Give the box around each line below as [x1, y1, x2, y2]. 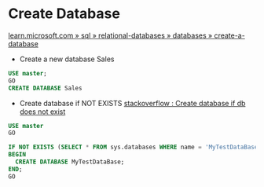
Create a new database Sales [19, 54, 115, 64]
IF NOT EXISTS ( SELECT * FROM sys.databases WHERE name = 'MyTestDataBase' [8, 143, 262, 152]
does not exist [19, 107, 66, 116]
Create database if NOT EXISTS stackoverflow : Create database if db [19, 98, 246, 108]
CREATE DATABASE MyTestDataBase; [15, 158, 125, 166]
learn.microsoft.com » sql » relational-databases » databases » [8, 31, 213, 40]
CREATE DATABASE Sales [8, 84, 82, 92]
